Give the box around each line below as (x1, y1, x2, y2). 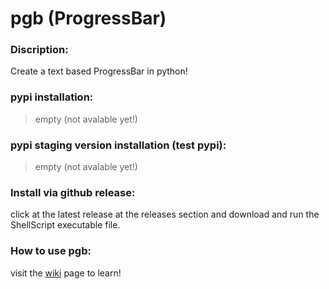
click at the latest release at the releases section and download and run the (10, 208, 320, 221)
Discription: (10, 43, 69, 57)
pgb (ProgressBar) (10, 7, 167, 30)
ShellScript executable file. (10, 219, 121, 231)
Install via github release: (10, 186, 136, 199)
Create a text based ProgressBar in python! (10, 65, 188, 77)
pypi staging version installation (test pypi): (10, 138, 227, 152)
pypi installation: (10, 90, 94, 104)
